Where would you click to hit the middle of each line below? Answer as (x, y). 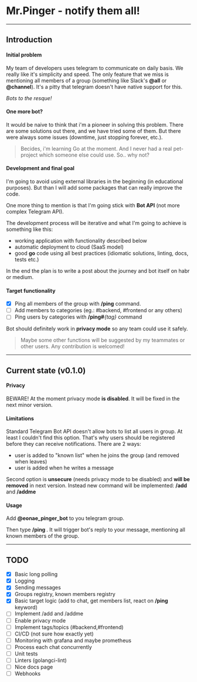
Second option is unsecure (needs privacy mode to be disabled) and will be (98, 479)
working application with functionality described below (81, 240)
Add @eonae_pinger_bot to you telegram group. (65, 518)
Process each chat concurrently (53, 647)
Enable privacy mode (40, 620)
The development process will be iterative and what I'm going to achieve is (96, 223)
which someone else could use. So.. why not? (94, 155)
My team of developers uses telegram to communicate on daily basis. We (95, 68)
